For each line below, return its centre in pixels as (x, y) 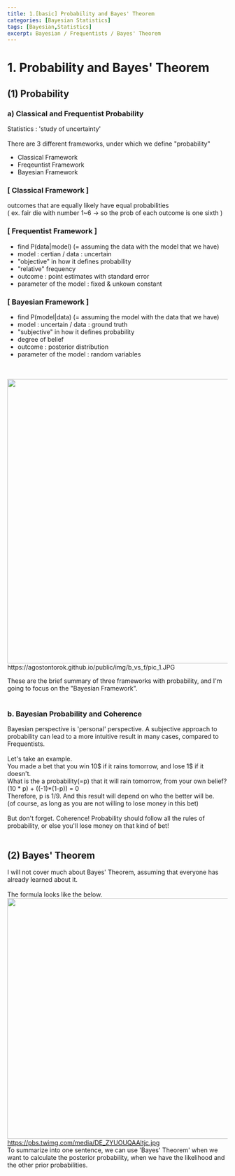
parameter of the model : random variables (79, 354)
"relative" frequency (47, 269)
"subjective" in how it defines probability (76, 332)
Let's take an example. (40, 759)
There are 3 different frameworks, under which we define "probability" (109, 144)
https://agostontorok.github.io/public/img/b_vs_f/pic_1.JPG (91, 667)
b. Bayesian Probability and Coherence (74, 714)
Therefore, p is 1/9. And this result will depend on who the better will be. (111, 796)
